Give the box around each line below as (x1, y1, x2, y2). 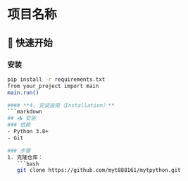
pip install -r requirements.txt (7, 75, 106, 83)
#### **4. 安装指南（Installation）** (7, 101, 115, 109)
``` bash (16, 160, 39, 168)
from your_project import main (7, 82, 99, 89)
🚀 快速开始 (7, 37, 53, 49)
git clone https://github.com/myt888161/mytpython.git (16, 167, 181, 174)
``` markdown (7, 108, 42, 116)
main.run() (7, 89, 39, 96)
